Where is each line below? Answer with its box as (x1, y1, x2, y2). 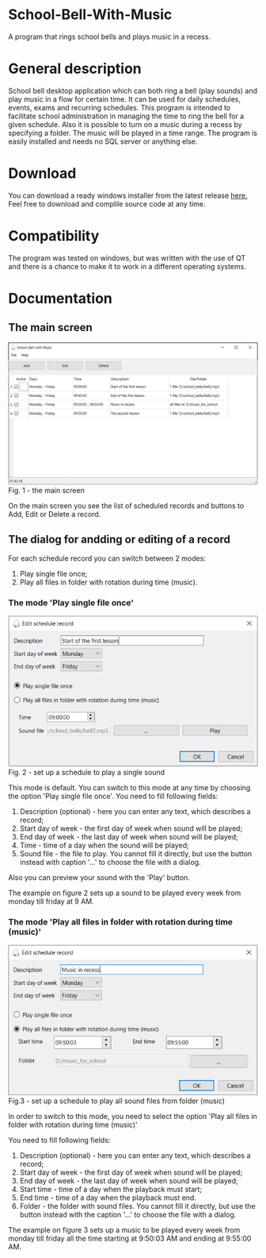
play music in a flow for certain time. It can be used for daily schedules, (8, 94, 241, 104)
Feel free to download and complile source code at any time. (8, 199, 206, 208)
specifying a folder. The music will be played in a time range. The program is (8, 128, 257, 137)
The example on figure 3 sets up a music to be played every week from (8, 1225, 241, 1235)
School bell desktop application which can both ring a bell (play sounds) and (8, 86, 258, 95)
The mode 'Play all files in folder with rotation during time (8, 916, 234, 927)
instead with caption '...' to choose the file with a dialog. (19, 857, 201, 866)
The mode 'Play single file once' (8, 597, 135, 608)
